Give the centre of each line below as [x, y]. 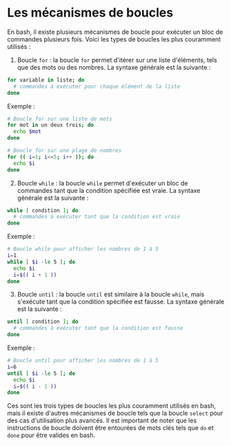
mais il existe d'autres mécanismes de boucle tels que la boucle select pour [115, 414]
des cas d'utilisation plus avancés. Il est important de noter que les [102, 420]
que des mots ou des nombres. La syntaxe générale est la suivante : [114, 67]
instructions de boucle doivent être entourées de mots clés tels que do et [110, 428]
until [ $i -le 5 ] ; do [41, 373]
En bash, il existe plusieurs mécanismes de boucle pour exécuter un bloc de [115, 32]
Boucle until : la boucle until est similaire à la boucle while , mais [111, 295]
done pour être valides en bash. [51, 435]
